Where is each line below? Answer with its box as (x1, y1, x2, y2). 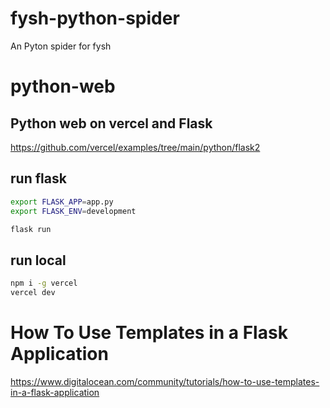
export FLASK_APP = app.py (10, 197, 114, 207)
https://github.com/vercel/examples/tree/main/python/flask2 (10, 141, 261, 153)
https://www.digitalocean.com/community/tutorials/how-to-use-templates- (10, 375, 320, 387)
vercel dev (10, 288, 56, 298)
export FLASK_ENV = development (10, 206, 137, 216)
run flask (10, 170, 67, 187)
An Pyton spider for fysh (10, 40, 112, 52)
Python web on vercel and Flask (10, 115, 213, 132)
